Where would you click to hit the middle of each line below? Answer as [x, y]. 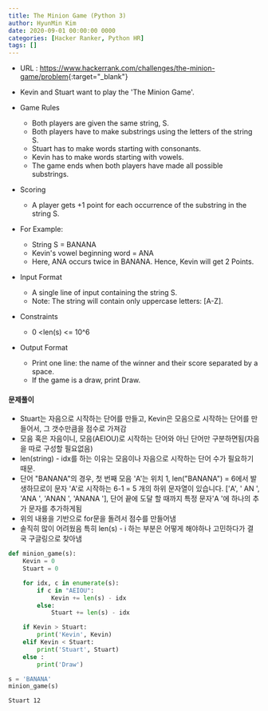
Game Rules [39, 108]
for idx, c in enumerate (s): [71, 583]
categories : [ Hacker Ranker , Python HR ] [77, 38]
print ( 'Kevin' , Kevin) [75, 635]
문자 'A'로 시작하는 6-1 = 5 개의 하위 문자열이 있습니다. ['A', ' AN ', [157, 489]
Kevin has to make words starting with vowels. [108, 158]
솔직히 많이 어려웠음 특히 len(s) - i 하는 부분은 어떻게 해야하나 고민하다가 [132, 529]
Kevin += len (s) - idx [89, 598]
